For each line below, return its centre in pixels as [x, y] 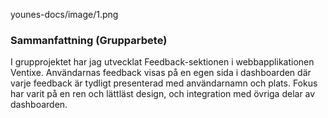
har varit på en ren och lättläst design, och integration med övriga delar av [163, 94]
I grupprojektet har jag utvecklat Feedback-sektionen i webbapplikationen [162, 62]
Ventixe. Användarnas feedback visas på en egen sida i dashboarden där [161, 73]
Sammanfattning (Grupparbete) [89, 40]
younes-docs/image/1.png [64, 14]
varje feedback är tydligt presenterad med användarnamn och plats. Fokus [164, 83]
